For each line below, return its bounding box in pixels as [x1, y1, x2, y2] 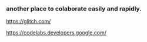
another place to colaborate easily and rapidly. [6, 5, 142, 13]
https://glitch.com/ [6, 18, 51, 25]
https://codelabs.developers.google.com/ [6, 29, 107, 36]
